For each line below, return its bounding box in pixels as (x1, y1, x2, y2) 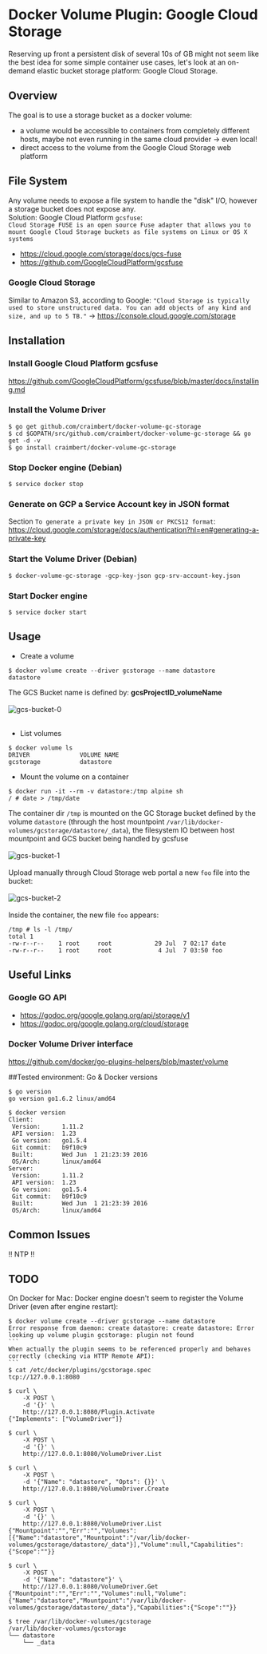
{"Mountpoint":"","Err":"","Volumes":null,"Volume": (8, 1590, 187, 1598)
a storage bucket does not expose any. (8, 204, 136, 213)
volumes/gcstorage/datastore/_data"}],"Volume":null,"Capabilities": (8, 1541, 245, 1549)
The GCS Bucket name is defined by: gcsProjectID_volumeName (8, 687, 222, 697)
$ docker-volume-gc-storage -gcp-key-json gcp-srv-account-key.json (8, 572, 241, 580)
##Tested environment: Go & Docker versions (8, 1072, 158, 1082)
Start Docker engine (8, 590, 88, 601)
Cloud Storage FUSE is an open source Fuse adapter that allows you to (8, 221, 251, 229)
